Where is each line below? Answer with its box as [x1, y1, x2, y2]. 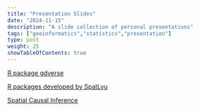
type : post [7, 37, 39, 44]
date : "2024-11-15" [7, 17, 65, 24]
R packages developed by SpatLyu [7, 82, 108, 91]
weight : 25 [7, 43, 39, 50]
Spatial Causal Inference [7, 96, 79, 104]
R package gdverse [7, 68, 64, 77]
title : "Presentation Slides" [7, 10, 96, 18]
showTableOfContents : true [7, 50, 87, 57]
